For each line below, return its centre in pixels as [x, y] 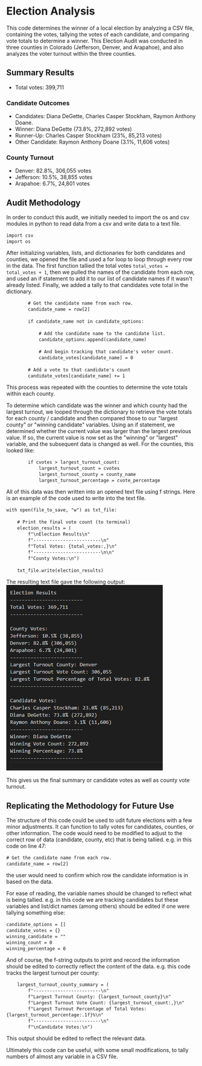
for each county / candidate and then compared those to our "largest [92, 419]
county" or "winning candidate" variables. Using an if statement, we [90, 425]
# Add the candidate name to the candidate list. [102, 334]
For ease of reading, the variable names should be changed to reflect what [99, 893]
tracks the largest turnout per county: [53, 973]
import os [19, 242]
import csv [20, 236]
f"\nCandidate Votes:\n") [61, 1027]
